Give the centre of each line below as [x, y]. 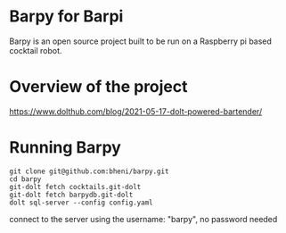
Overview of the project [99, 87]
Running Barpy [65, 148]
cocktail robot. [36, 50]
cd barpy [25, 179]
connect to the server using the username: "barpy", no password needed [143, 219]
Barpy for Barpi [66, 17]
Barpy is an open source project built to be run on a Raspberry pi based [140, 41]
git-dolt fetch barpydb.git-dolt [71, 195]
